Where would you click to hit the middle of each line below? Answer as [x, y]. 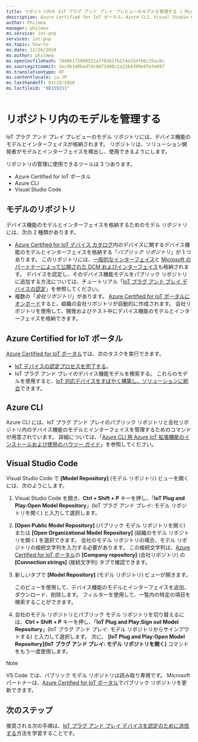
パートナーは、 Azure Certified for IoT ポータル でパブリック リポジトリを [94, 683]
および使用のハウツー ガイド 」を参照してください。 [94, 444]
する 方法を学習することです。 [42, 733]
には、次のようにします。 [37, 486]
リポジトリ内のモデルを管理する [84, 119]
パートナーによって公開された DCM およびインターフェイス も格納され [99, 266]
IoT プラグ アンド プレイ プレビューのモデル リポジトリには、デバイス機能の [98, 137]
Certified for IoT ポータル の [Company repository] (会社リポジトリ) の [100, 555]
